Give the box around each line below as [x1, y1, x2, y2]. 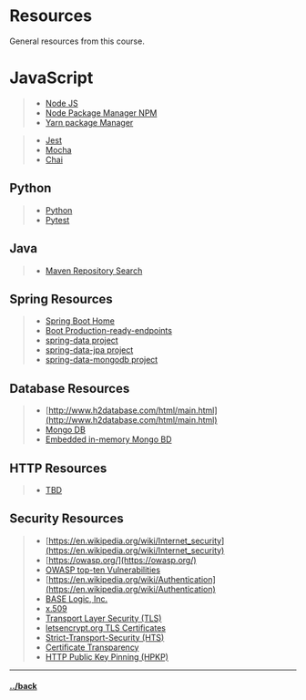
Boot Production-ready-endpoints [45, 325, 173, 336]
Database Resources [9, 380, 130, 396]
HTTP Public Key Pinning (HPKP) [45, 651, 168, 662]
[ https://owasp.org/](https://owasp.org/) [45, 554, 198, 565]
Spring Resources [9, 291, 114, 306]
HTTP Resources [9, 460, 107, 476]
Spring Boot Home [45, 315, 116, 326]
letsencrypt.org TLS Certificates [45, 622, 167, 633]
